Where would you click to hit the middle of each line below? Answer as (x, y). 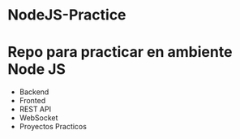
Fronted (32, 101)
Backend (34, 92)
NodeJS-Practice (67, 15)
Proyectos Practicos (53, 127)
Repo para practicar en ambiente (120, 52)
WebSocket (39, 118)
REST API (35, 109)
